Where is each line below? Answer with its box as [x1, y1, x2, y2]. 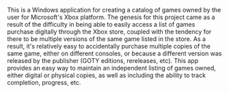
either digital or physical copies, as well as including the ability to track [7, 71, 206, 79]
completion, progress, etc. [7, 79, 81, 86]
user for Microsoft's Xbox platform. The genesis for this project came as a [7, 13, 215, 21]
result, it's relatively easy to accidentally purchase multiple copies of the [7, 42, 211, 50]
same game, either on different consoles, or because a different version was [7, 49, 222, 57]
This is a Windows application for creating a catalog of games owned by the [7, 6, 221, 14]
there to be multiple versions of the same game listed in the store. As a [7, 35, 206, 43]
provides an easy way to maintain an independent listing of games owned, [7, 64, 217, 72]
